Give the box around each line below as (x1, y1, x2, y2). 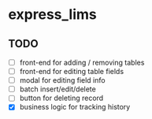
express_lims (8, 6, 97, 24)
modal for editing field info (19, 76, 106, 85)
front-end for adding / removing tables (19, 58, 145, 67)
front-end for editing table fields (19, 67, 124, 76)
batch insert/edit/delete (19, 84, 96, 94)
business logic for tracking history (19, 102, 131, 112)
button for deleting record (19, 93, 104, 103)
